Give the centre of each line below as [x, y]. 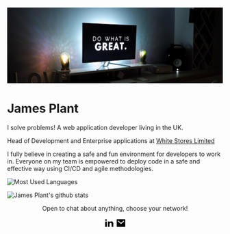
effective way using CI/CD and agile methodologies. [80, 168]
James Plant [43, 108]
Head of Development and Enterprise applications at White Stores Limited [111, 140]
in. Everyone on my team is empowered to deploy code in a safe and [104, 161]
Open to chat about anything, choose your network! [115, 208]
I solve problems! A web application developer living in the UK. [95, 127]
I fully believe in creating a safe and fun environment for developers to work [114, 154]
